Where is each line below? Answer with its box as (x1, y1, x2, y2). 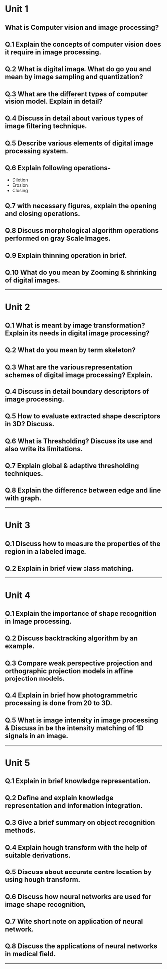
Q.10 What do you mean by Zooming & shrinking (5, 268, 157, 277)
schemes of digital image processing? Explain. (5, 371, 153, 379)
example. (5, 642, 35, 650)
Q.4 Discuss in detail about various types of (5, 114, 144, 123)
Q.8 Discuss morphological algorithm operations (5, 226, 159, 235)
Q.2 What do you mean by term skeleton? (5, 346, 136, 354)
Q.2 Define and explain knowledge (5, 793, 114, 802)
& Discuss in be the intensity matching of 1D (5, 724, 144, 732)
